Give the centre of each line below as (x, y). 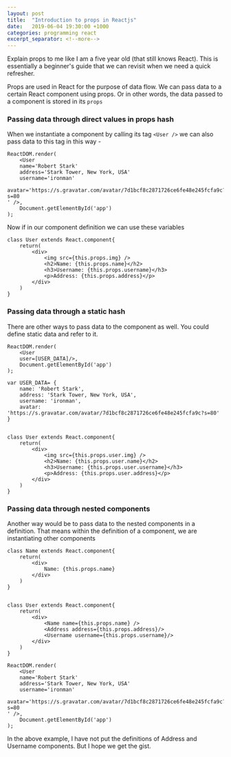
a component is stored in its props (55, 101)
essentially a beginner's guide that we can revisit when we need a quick (109, 66)
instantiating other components (52, 538)
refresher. (21, 74)
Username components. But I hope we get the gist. (79, 746)
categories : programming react (52, 33)
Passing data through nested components (79, 509)
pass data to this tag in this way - (54, 141)
